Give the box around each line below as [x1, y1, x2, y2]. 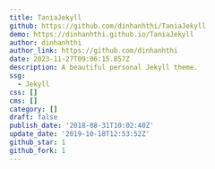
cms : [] [9, 96, 39, 106]
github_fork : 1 [9, 146, 66, 155]
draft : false [9, 113, 58, 122]
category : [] [9, 105, 58, 114]
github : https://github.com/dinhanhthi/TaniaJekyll [9, 21, 206, 30]
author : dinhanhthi [9, 38, 82, 47]
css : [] [9, 88, 39, 97]
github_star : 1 [9, 138, 66, 147]
